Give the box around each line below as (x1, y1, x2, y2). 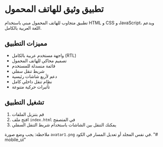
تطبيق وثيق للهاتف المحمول (4, 3, 104, 15)
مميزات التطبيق (4, 39, 47, 48)
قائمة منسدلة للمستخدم (11, 63, 56, 69)
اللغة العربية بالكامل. (4, 25, 42, 31)
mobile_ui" (4, 137, 26, 143)
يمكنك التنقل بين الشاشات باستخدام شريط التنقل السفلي (11, 122, 117, 128)
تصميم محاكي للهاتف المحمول (11, 58, 67, 64)
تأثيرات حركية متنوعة (11, 84, 50, 90)
